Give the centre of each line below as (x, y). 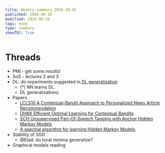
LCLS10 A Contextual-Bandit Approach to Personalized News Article (90, 103)
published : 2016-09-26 (29, 14)
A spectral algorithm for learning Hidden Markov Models (78, 129)
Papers (20, 97)
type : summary (20, 28)
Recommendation (38, 108)
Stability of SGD (29, 134)
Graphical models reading (39, 145)
